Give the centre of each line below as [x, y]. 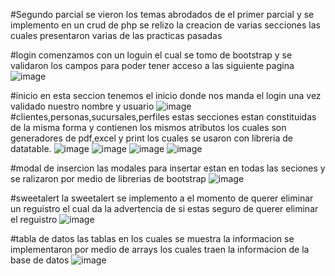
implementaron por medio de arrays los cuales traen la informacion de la [160, 249]
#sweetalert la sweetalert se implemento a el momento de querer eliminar [162, 198]
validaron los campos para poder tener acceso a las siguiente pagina [152, 65]
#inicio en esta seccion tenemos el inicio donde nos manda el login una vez [166, 95]
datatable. [31, 148]
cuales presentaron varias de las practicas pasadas [116, 35]
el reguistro [34, 219]
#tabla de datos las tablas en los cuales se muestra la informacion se [152, 238]
